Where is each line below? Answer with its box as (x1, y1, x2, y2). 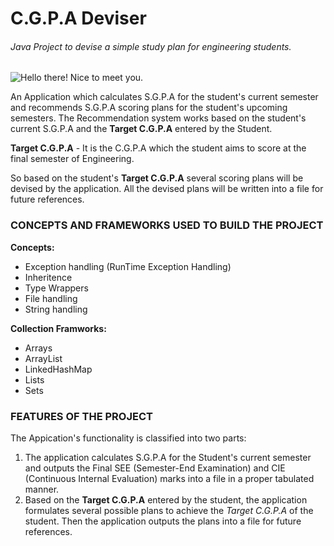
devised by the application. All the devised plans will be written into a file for (10, 183, 324, 195)
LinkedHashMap (24, 363, 93, 375)
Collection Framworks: (10, 322, 107, 334)
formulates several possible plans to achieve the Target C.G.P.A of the (24, 504, 314, 516)
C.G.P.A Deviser (10, 7, 147, 30)
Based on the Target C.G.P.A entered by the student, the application (24, 493, 308, 506)
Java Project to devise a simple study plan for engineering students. (10, 40, 292, 52)
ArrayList (24, 352, 63, 364)
